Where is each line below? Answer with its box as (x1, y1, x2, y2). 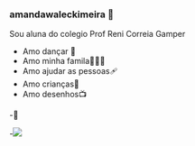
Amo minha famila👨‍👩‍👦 (22, 56, 106, 67)
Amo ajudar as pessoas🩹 (22, 66, 118, 77)
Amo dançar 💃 (22, 46, 77, 57)
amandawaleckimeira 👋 (9, 8, 115, 21)
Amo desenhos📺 (22, 89, 88, 100)
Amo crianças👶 (22, 78, 79, 89)
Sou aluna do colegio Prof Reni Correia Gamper (9, 29, 186, 40)
